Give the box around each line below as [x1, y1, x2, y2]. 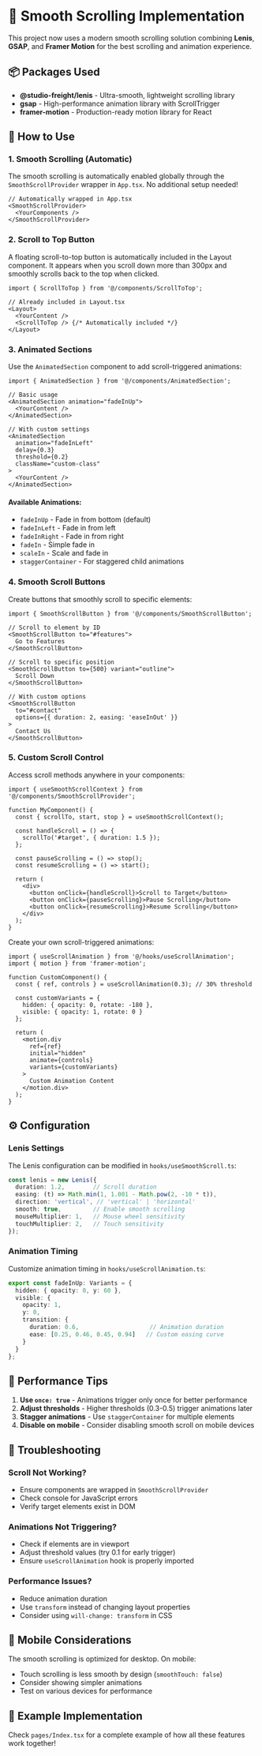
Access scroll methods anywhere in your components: [8, 769, 185, 780]
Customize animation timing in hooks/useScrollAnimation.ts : [8, 1264, 206, 1273]
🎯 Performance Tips [8, 1374, 109, 1387]
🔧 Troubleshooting [8, 1443, 101, 1457]
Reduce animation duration [19, 1593, 108, 1603]
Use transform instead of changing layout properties [19, 1602, 191, 1612]
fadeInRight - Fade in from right [19, 532, 124, 541]
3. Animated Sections [8, 343, 92, 354]
